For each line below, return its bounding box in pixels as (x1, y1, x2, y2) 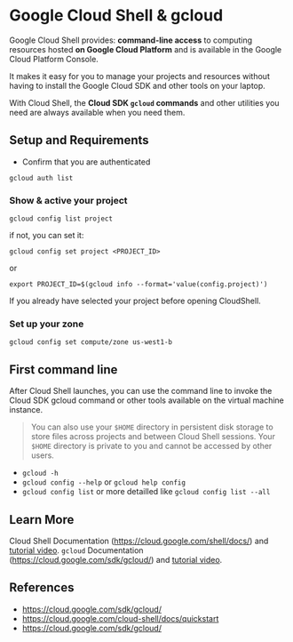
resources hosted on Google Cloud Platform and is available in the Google (9, 44, 282, 54)
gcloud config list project (9, 214, 114, 223)
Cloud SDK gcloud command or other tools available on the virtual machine (9, 395, 284, 405)
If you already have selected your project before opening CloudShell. (9, 295, 262, 307)
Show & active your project (9, 194, 128, 206)
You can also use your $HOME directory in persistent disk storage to (30, 421, 273, 432)
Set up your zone (9, 317, 84, 330)
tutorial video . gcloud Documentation (9, 544, 144, 556)
